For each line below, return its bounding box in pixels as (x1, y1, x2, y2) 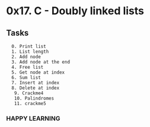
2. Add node (11, 54, 42, 60)
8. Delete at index (11, 85, 60, 91)
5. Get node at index (11, 69, 65, 75)
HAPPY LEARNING (6, 114, 60, 122)
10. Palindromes (14, 96, 55, 101)
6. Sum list (11, 75, 42, 81)
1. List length (11, 49, 49, 55)
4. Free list (11, 64, 44, 70)
